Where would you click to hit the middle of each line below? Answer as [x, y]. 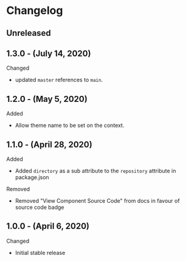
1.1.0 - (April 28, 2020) [49, 144]
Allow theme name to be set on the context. [70, 126]
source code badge [40, 208]
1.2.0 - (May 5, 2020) [47, 99]
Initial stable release [40, 253]
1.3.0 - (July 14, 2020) [49, 53]
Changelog [35, 11]
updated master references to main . [59, 80]
